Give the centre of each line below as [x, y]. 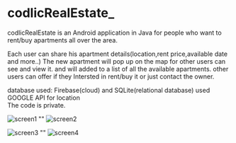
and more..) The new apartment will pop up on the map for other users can [117, 61]
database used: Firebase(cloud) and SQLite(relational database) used [109, 90]
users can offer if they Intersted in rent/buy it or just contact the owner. [111, 76]
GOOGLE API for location [44, 98]
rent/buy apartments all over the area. [63, 40]
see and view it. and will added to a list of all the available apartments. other [118, 69]
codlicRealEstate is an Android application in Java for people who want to [114, 33]
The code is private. [36, 105]
